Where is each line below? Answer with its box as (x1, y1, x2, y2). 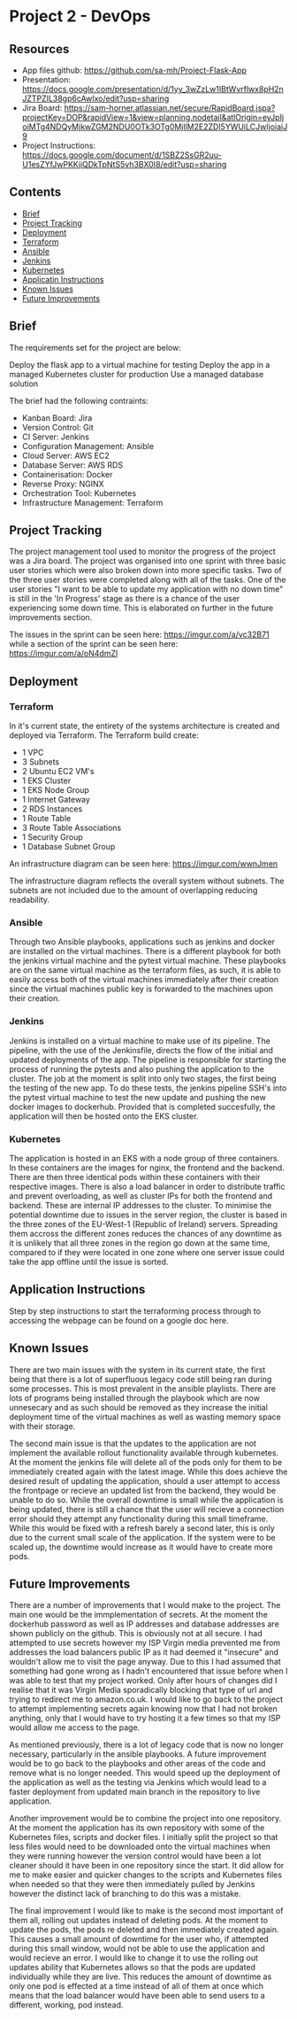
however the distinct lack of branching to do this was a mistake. (9, 1889, 241, 1899)
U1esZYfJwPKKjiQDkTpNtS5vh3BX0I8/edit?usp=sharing (21, 159, 227, 169)
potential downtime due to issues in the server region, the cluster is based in (9, 1209, 287, 1220)
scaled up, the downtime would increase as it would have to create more (9, 1541, 274, 1552)
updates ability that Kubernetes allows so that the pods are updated (9, 1962, 256, 1973)
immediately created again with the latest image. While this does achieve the (9, 1466, 288, 1477)
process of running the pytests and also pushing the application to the (9, 1063, 265, 1074)
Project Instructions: (21, 140, 95, 151)
